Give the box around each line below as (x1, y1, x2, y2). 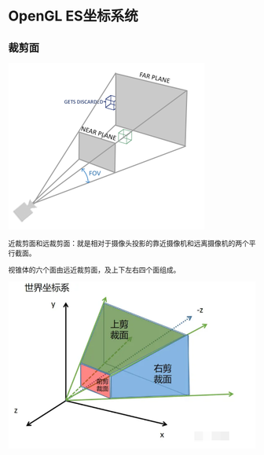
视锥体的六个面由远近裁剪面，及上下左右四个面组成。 (8, 265, 181, 274)
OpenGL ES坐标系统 (8, 7, 139, 25)
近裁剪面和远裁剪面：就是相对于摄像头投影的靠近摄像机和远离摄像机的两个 (8, 239, 249, 248)
